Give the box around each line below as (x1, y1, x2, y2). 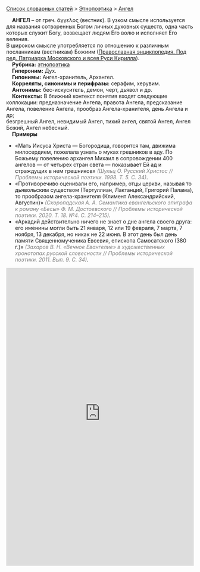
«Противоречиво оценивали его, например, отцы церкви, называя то (14, 180, 192, 187)
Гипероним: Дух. (11, 67, 57, 74)
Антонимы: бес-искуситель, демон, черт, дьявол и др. (11, 86, 153, 93)
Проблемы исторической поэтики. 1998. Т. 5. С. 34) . (14, 174, 148, 181)
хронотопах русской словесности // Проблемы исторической (14, 250, 173, 257)
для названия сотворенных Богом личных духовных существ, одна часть (6, 23, 193, 30)
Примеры (11, 130, 37, 138)
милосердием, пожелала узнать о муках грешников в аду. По (14, 148, 173, 156)
